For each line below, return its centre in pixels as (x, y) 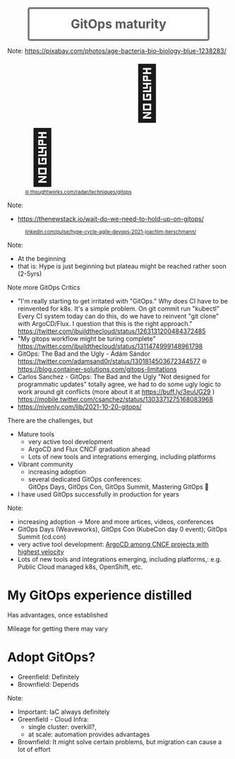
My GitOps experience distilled (100, 595)
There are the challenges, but (50, 421)
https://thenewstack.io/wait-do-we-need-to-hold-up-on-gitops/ (111, 219)
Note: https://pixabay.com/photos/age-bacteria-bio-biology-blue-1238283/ (117, 51)
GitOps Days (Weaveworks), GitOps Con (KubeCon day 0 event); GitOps (122, 529)
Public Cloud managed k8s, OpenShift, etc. (80, 567)
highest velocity (41, 552)
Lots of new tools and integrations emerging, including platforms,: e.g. (120, 559)
